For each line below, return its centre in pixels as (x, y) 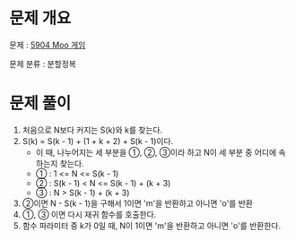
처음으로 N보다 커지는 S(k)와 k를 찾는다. (92, 130)
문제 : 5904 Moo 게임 (48, 45)
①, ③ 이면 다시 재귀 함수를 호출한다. (89, 214)
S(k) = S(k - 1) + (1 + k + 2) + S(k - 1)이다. (98, 141)
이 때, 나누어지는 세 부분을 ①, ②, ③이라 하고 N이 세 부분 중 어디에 (156, 152)
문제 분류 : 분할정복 (43, 64)
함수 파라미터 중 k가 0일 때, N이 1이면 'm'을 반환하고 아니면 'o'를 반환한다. (151, 226)
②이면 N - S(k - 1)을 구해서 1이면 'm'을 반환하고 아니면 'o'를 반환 (138, 203)
